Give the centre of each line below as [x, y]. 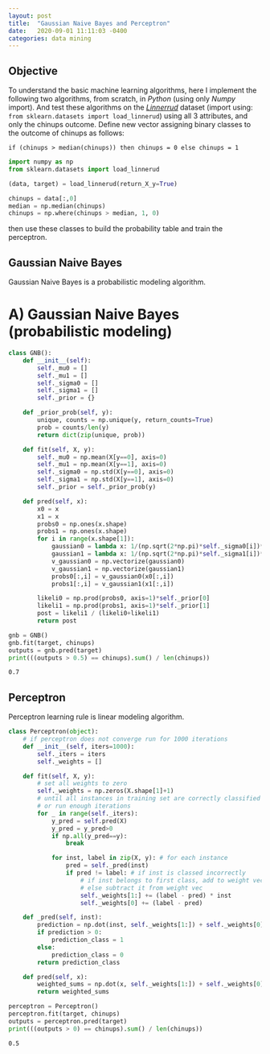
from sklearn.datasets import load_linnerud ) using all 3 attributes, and [128, 116]
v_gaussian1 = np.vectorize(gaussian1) [118, 568]
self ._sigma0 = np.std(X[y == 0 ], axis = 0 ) [106, 472]
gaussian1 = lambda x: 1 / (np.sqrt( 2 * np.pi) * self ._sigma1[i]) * [157, 554]
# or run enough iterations [84, 806]
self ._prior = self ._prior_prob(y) [97, 487]
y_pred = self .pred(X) [89, 821]
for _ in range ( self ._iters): [88, 813]
